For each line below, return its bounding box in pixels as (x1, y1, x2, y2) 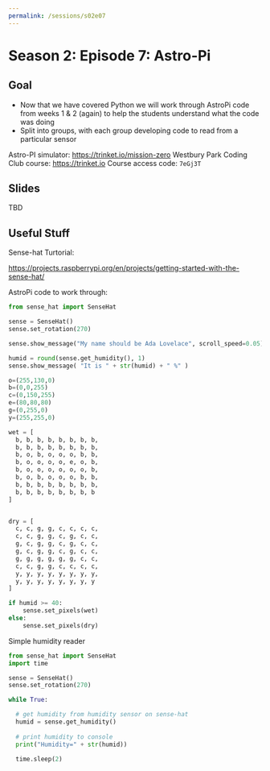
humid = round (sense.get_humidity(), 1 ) (8, 354, 146, 363)
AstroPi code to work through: (8, 288, 108, 297)
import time (8, 659, 48, 667)
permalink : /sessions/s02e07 (8, 11, 106, 20)
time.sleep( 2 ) (15, 755, 63, 764)
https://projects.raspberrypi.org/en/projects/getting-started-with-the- (8, 263, 239, 273)
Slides (8, 182, 40, 196)
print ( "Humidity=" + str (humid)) (15, 740, 128, 748)
